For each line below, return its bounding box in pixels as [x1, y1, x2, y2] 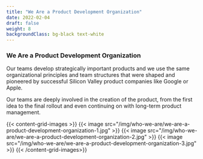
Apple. [6, 84, 23, 91]
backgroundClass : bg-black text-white [6, 31, 104, 37]
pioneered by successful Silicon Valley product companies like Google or [6, 78, 189, 85]
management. [6, 109, 41, 116]
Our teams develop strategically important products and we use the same [6, 65, 190, 73]
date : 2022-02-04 [6, 15, 50, 21]
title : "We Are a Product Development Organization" [6, 8, 142, 15]
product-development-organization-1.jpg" [6, 127, 111, 134]
